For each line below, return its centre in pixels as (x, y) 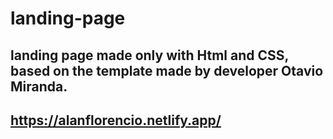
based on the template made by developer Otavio (167, 70)
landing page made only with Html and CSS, (149, 55)
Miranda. (39, 86)
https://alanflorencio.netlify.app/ (116, 120)
